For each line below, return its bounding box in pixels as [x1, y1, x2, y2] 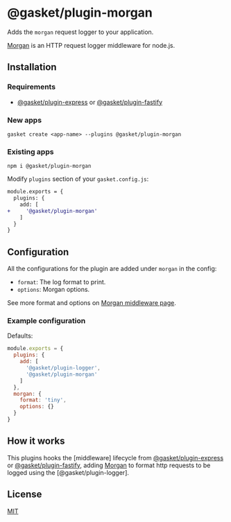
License [7, 489, 42, 501]
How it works [7, 435, 65, 447]
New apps [7, 115, 42, 125]
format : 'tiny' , [19, 397, 67, 403]
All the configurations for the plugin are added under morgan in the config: [7, 265, 217, 273]
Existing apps [7, 147, 54, 157]
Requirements [7, 82, 56, 92]
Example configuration [7, 316, 86, 326]
